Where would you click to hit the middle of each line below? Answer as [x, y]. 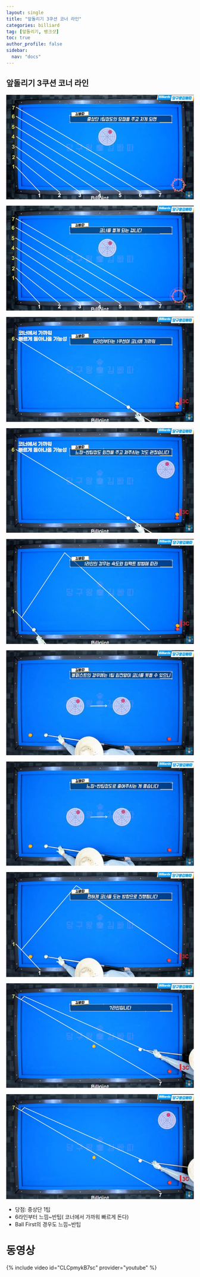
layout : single [25, 13]
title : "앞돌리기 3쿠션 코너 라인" [44, 19]
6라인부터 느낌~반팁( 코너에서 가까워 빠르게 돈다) [72, 1217]
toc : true [18, 38]
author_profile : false [34, 44]
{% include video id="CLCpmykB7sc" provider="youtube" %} [82, 1267]
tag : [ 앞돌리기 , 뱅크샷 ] [33, 32]
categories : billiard [33, 25]
